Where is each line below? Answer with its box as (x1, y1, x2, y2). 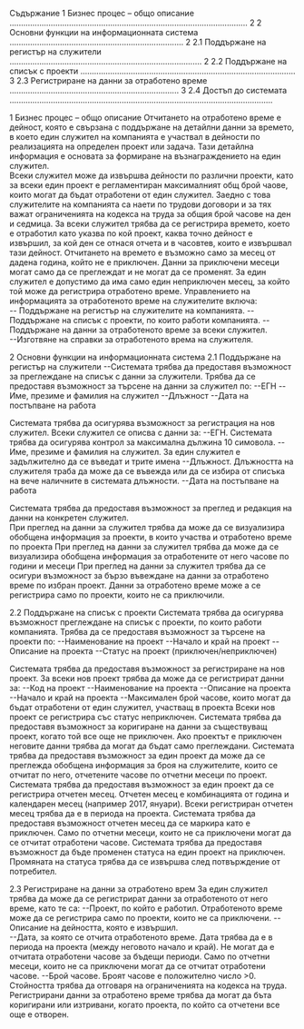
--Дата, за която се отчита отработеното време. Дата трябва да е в (9, 932, 273, 943)
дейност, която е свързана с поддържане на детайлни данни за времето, (9, 122, 295, 133)
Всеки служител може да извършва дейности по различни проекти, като (9, 170, 294, 181)
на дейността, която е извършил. (49, 922, 179, 933)
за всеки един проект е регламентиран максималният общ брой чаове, (9, 180, 289, 190)
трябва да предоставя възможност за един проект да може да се (9, 750, 266, 761)
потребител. (9, 866, 57, 876)
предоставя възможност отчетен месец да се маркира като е (9, 817, 251, 828)
